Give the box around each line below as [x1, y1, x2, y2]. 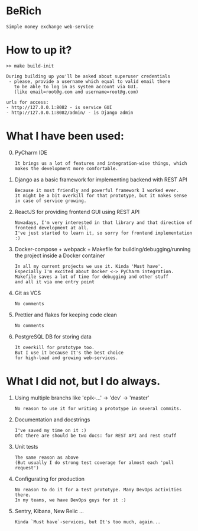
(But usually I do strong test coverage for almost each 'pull [14, 459, 174, 466]
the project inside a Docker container [14, 252, 105, 259]
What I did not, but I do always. [6, 375, 161, 388]
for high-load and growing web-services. [14, 354, 118, 361]
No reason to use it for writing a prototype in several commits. [14, 405, 182, 411]
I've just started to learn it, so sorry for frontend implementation [14, 230, 193, 236]
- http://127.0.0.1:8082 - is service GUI [6, 104, 112, 110]
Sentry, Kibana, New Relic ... [14, 507, 84, 514]
